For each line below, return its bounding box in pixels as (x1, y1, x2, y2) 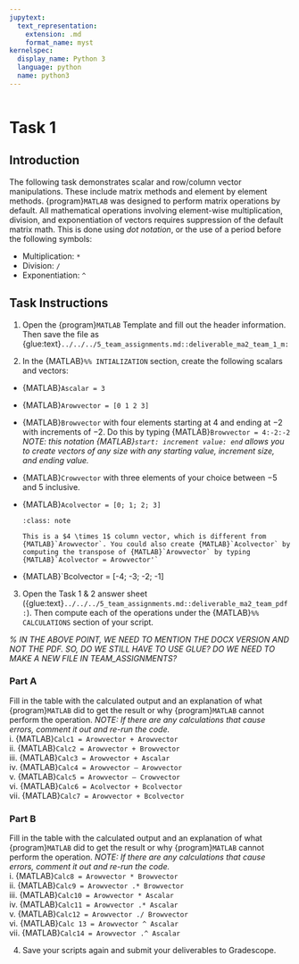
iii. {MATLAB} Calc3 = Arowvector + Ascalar (9, 752, 170, 763)
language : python (17, 63, 82, 72)
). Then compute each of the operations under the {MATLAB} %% (26, 607, 260, 618)
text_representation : (17, 21, 98, 30)
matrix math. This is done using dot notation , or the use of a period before (9, 224, 282, 235)
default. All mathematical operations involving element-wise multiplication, (9, 204, 283, 215)
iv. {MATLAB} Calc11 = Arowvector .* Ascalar (9, 899, 179, 910)
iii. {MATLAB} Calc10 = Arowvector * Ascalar (9, 890, 174, 901)
